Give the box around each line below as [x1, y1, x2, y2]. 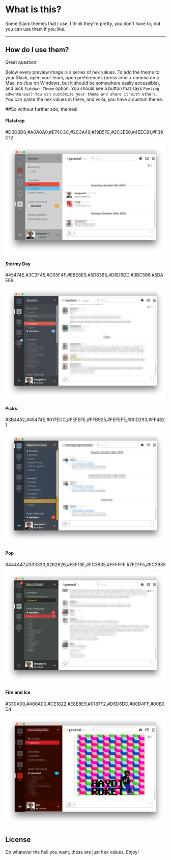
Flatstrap [5, 118, 25, 124]
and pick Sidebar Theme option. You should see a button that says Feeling [5, 85, 159, 91]
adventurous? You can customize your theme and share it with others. [5, 91, 158, 97]
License [5, 835, 31, 844]
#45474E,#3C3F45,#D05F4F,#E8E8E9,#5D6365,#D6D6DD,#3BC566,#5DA [5, 272, 164, 278]
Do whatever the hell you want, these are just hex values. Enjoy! [5, 849, 139, 855]
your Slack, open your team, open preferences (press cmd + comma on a [5, 74, 159, 80]
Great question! [5, 59, 38, 65]
